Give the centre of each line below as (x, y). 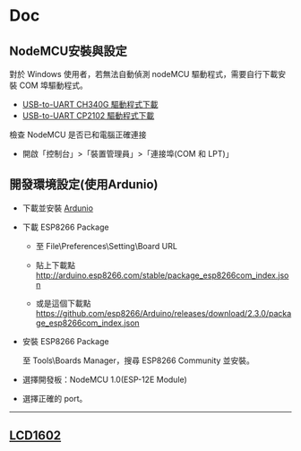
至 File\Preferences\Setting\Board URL (106, 246)
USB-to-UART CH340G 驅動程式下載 (90, 104)
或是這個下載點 (63, 303)
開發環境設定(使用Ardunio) (84, 185)
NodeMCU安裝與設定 (69, 51)
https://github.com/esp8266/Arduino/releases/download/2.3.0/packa (163, 313)
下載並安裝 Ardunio (58, 208)
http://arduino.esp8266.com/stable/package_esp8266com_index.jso (162, 275)
